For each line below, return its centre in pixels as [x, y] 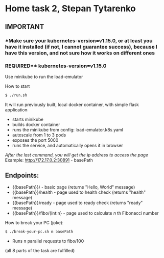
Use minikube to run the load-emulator [44, 77]
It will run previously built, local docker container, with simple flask [72, 104]
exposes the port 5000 [35, 140]
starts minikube [28, 119]
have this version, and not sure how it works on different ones [80, 53]
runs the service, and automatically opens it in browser [68, 145]
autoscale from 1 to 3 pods [39, 135]
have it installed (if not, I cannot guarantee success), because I [81, 47]
